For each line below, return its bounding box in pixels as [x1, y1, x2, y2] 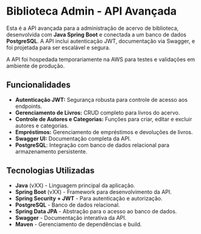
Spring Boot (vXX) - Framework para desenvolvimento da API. [15, 188, 172, 196]
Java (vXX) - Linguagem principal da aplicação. [15, 182, 135, 189]
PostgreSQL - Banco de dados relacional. [15, 201, 120, 208]
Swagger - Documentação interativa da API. [15, 214, 127, 221]
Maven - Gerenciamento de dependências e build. [15, 221, 142, 228]
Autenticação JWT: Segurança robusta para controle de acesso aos [15, 96, 188, 103]
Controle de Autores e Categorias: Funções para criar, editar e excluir [15, 115, 192, 122]
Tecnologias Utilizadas [6, 166, 95, 176]
